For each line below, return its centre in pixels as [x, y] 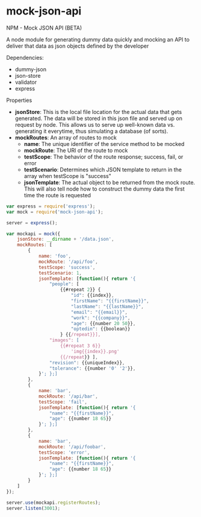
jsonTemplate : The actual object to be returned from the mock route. [110, 182]
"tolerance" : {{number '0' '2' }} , [92, 368]
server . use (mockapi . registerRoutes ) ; [54, 503]
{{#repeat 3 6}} [80, 346]
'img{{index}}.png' [95, 351]
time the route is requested [57, 195]
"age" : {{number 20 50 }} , [103, 323]
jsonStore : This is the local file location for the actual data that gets [98, 112]
